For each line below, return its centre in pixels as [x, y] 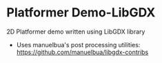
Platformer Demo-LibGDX [81, 13]
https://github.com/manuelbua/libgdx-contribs [82, 52]
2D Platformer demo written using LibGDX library [76, 32]
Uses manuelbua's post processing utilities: [78, 45]
